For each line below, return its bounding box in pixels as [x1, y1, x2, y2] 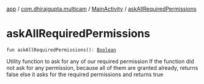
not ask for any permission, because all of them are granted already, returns [6, 64, 198, 71]
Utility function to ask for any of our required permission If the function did [6, 58, 194, 65]
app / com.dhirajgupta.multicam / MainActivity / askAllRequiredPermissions [6, 6, 197, 12]
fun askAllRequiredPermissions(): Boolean [6, 47, 116, 53]
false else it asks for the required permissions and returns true [6, 71, 164, 78]
